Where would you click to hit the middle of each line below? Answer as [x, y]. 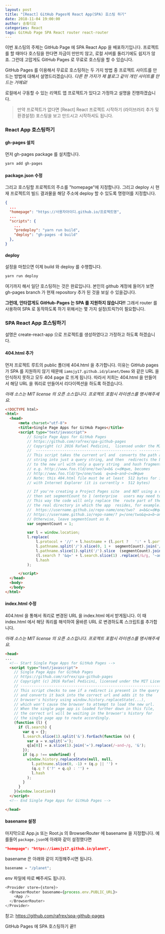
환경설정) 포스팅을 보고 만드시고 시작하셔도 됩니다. [65, 116]
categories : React [24, 28]
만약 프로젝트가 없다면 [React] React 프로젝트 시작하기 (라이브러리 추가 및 [88, 109]
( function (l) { [31, 723]
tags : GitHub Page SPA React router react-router [57, 33]
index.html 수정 [21, 604]
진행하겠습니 [144, 93]
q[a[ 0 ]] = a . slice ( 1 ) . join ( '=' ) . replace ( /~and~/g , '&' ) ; [86, 746]
